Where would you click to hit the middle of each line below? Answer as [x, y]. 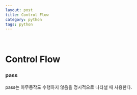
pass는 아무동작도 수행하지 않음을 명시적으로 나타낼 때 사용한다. [69, 87]
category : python [24, 19]
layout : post [19, 10]
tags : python [19, 24]
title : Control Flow [27, 15]
